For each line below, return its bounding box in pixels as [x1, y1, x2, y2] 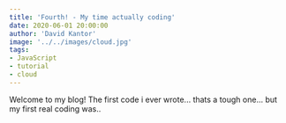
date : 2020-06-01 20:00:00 [9, 21, 109, 30]
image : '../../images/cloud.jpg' [9, 37, 132, 47]
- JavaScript [9, 54, 57, 62]
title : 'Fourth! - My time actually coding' [9, 12, 176, 22]
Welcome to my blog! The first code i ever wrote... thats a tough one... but [9, 94, 278, 105]
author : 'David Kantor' [9, 29, 97, 38]
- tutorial [9, 62, 49, 71]
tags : [9, 46, 29, 54]
